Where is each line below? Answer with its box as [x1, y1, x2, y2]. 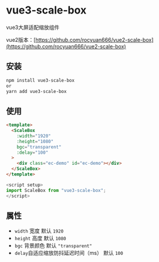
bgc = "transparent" [16, 144, 62, 150]
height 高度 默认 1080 [14, 235, 66, 242]
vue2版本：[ [6, 36, 36, 43]
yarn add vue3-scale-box [6, 88, 67, 94]
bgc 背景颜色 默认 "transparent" [14, 242, 93, 249]
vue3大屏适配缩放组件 [6, 24, 60, 31]
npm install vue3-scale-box [6, 77, 75, 83]
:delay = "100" [16, 150, 49, 155]
